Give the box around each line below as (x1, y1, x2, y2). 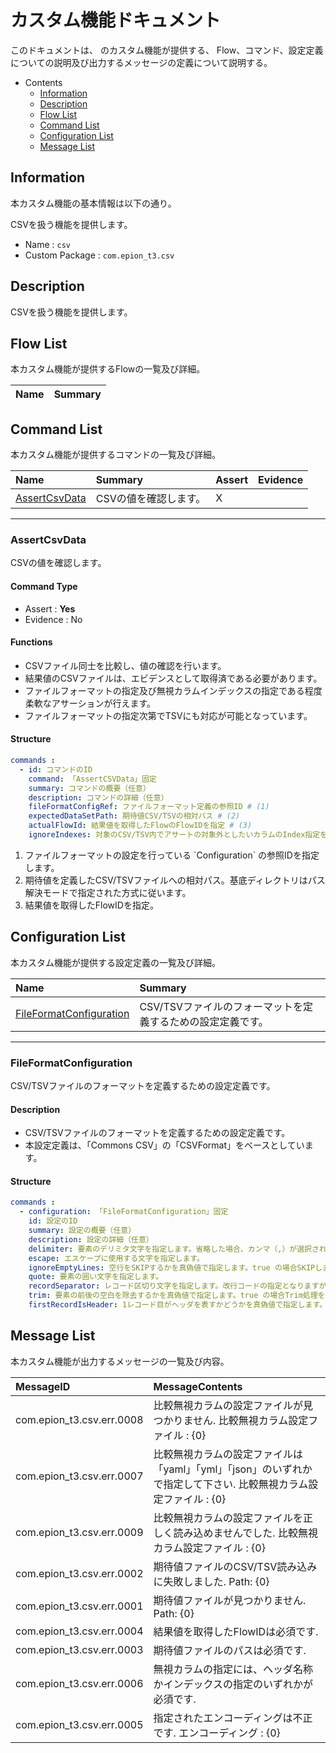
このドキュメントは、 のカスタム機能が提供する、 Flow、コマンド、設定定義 (10, 44, 324, 56)
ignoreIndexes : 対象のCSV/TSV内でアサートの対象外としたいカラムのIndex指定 (28, 830, 321, 840)
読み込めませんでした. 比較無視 (173, 1526, 318, 1540)
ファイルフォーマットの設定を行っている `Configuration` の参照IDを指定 (24, 849, 320, 861)
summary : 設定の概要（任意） (28, 1226, 137, 1236)
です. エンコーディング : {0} (153, 1726, 281, 1740)
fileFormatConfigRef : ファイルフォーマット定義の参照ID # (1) (28, 802, 270, 812)
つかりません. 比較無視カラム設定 (153, 1413, 309, 1427)
